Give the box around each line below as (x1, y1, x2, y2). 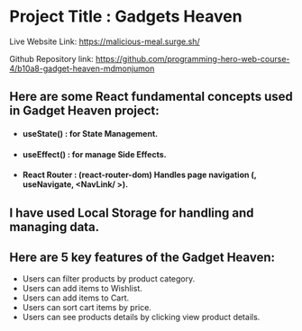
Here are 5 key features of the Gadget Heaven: (9, 249, 275, 264)
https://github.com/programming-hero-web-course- (96, 53, 290, 64)
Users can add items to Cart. (22, 292, 130, 303)
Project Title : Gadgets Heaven (9, 6, 243, 27)
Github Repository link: (9, 53, 95, 64)
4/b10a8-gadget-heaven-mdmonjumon (9, 63, 155, 74)
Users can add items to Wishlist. (22, 283, 142, 294)
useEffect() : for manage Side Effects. (22, 148, 167, 159)
